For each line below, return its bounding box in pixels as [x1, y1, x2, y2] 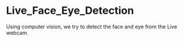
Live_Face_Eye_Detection [6, 4, 134, 17]
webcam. [6, 29, 29, 36]
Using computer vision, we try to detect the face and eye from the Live [6, 23, 178, 30]
